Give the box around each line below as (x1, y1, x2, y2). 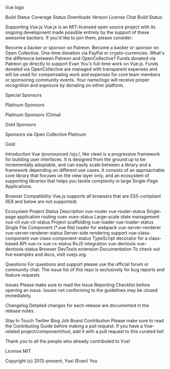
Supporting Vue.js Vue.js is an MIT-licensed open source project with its (5, 24, 156, 30)
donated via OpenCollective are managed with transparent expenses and (5, 66, 158, 72)
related (5, 328, 20, 334)
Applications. (5, 183, 33, 189)
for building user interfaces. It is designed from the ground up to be (5, 157, 146, 162)
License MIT (5, 348, 31, 354)
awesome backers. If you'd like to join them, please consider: (5, 35, 133, 41)
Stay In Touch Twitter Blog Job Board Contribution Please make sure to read (5, 318, 164, 323)
